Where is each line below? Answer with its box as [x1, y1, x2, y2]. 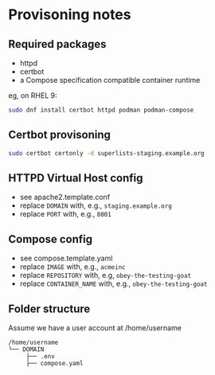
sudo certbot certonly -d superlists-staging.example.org [8, 149, 205, 157]
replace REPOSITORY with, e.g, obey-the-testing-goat [19, 271, 192, 280]
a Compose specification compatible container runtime [19, 76, 201, 84]
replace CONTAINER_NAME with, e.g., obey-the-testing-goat [19, 279, 208, 288]
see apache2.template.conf [19, 193, 111, 202]
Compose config [8, 232, 93, 246]
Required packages [8, 37, 107, 51]
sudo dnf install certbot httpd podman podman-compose [8, 106, 194, 114]
